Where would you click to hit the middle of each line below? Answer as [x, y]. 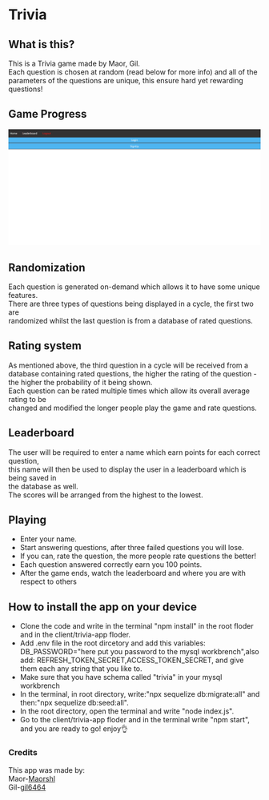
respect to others [48, 581]
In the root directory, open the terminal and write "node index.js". [127, 711]
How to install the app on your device [103, 607]
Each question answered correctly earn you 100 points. [111, 565]
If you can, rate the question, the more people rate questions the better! [138, 556]
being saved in [32, 477]
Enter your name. [48, 539]
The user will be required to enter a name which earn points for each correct [134, 452]
